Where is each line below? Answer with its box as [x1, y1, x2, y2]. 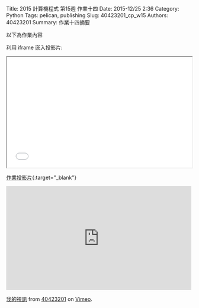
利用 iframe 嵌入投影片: [6, 44, 63, 51]
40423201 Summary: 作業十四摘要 [6, 19, 91, 25]
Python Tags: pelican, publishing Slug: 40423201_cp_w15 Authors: [6, 12, 169, 19]
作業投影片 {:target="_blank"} [6, 174, 77, 181]
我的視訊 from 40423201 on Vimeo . [6, 296, 93, 303]
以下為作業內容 [6, 31, 43, 38]
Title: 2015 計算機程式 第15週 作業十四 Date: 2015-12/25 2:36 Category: [6, 5, 179, 12]
